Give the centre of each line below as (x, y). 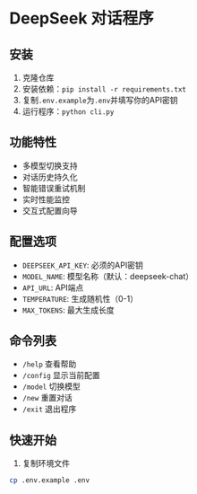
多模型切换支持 (50, 165)
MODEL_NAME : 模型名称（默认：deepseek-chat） (108, 276)
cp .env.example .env (50, 481)
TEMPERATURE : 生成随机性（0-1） (80, 298)
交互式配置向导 (50, 210)
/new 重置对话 (47, 398)
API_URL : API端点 (53, 287)
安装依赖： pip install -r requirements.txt (104, 89)
